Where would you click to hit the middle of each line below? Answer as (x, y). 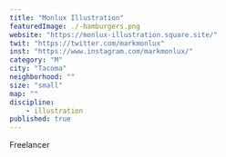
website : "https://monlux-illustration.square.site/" (114, 34)
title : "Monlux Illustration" (67, 18)
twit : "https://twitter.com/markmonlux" (87, 43)
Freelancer (30, 145)
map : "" (24, 93)
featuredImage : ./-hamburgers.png (75, 26)
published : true (40, 119)
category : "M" (36, 60)
